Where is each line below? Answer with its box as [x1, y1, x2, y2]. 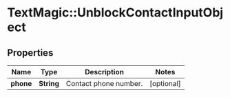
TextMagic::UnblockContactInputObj [7, 5, 224, 21]
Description [85, 67, 124, 76]
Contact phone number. [65, 79, 143, 88]
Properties [7, 47, 54, 58]
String [39, 79, 60, 88]
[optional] [149, 79, 181, 88]
